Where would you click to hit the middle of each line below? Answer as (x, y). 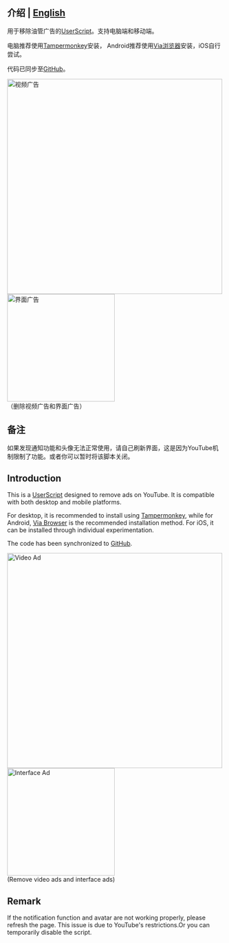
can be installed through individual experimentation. (81, 530)
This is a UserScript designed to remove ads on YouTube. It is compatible (111, 495)
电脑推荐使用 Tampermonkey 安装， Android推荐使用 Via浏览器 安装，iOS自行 (114, 45)
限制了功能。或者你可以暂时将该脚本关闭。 (73, 456)
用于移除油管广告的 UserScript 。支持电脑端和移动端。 (83, 31)
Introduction (34, 479)
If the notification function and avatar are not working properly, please (107, 918)
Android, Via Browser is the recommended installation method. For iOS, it (111, 523)
